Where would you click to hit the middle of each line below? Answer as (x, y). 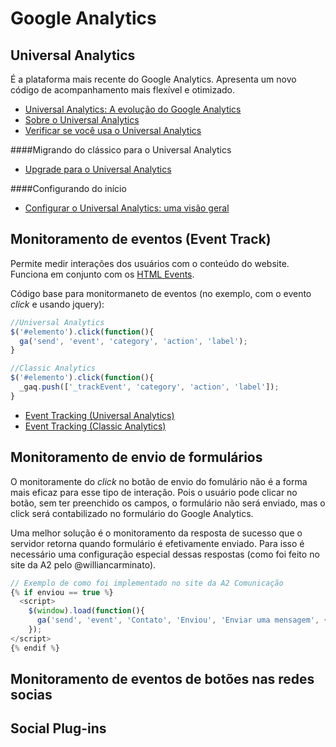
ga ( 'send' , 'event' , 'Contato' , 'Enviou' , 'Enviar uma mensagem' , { (182, 620)
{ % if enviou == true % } (62, 592)
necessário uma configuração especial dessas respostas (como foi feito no (165, 554)
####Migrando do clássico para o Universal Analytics (121, 150)
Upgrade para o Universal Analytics (98, 169)
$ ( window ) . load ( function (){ (86, 611)
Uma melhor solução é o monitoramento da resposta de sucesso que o (156, 533)
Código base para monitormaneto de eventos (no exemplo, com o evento (161, 293)
